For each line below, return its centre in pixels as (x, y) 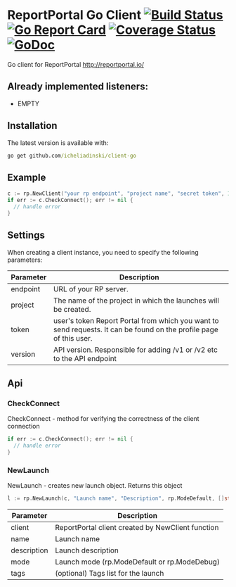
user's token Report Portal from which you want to (136, 320)
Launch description (87, 550)
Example (27, 177)
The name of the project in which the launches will (136, 301)
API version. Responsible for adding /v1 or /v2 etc (135, 350)
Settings (26, 235)
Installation (32, 126)
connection (24, 427)
